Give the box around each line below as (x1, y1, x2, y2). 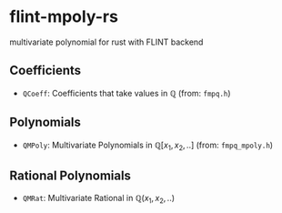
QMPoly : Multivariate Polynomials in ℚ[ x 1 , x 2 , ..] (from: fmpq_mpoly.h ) (22, 139, 274, 152)
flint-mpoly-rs (9, 6, 118, 27)
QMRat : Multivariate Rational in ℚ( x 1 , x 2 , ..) (22, 193, 176, 206)
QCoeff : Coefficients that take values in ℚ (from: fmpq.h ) (22, 87, 231, 98)
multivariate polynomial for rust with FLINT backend (9, 36, 204, 47)
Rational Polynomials (9, 167, 132, 183)
